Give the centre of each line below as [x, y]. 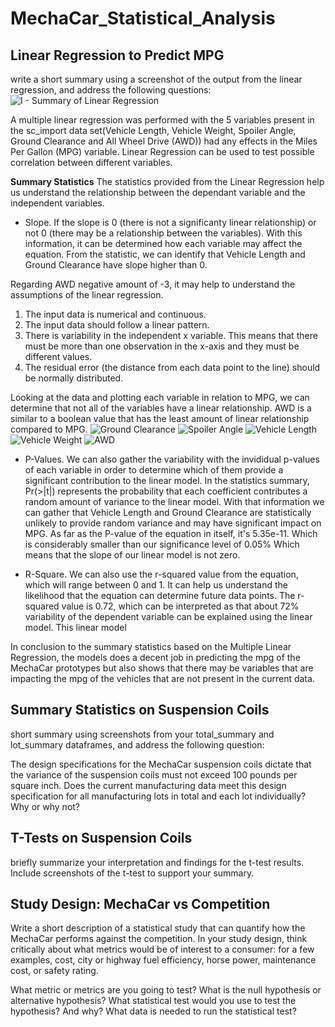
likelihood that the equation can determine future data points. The [160, 595]
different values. [58, 356]
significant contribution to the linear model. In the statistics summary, [167, 480]
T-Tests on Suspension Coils [101, 838]
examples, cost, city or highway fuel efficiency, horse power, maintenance [163, 960]
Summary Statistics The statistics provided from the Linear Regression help [167, 181]
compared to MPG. [49, 429]
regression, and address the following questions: [111, 90]
